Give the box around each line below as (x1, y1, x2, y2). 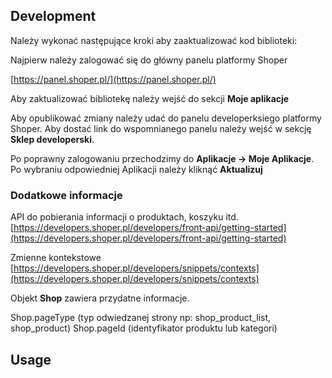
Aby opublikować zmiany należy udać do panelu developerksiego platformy (10, 112, 322, 124)
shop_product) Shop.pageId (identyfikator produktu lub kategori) (10, 322, 278, 334)
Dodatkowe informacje (10, 188, 123, 202)
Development (10, 8, 97, 25)
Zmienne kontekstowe (10, 252, 102, 264)
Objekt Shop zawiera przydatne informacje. (10, 292, 190, 304)
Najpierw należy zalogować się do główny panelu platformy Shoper (10, 54, 288, 66)
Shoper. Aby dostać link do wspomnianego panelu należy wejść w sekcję (10, 122, 312, 134)
